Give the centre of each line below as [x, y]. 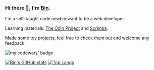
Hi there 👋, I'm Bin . [28, 8]
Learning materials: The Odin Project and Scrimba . [57, 28]
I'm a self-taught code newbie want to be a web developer [65, 19]
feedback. [15, 43]
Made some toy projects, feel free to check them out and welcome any [77, 38]
